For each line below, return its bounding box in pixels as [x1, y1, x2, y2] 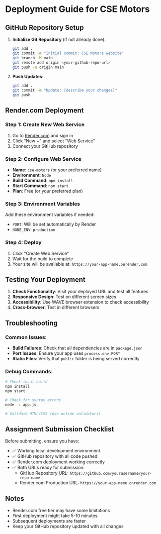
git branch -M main [12, 55, 53, 60]
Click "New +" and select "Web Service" [12, 138, 95, 144]
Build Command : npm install [12, 177, 74, 183]
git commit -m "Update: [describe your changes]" [12, 88, 118, 93]
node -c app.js [5, 402, 37, 407]
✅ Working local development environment [12, 448, 100, 454]
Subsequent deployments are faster [12, 518, 86, 524]
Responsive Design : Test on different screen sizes [12, 294, 117, 300]
